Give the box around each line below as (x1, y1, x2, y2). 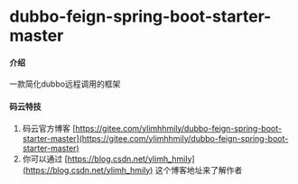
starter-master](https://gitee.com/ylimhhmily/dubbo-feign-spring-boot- (22, 133, 289, 143)
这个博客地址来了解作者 (154, 164, 243, 175)
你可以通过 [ (22, 153, 68, 164)
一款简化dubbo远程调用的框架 (9, 78, 121, 89)
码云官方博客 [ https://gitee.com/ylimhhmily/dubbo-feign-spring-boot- (22, 123, 283, 133)
